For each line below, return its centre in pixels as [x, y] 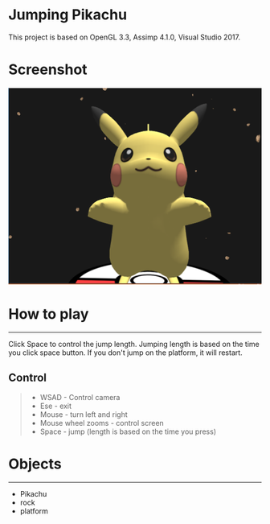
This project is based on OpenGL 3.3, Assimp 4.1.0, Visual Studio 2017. [125, 37]
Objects [35, 464]
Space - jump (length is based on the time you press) [128, 431]
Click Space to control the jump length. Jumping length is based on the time [134, 345]
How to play [49, 314]
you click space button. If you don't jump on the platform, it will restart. [125, 353]
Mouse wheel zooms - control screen [102, 423]
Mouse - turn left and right [84, 414]
